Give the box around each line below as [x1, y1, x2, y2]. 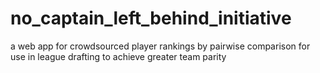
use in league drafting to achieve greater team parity [10, 50, 227, 62]
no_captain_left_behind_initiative [10, 7, 292, 30]
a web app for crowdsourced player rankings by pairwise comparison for [10, 40, 311, 52]
